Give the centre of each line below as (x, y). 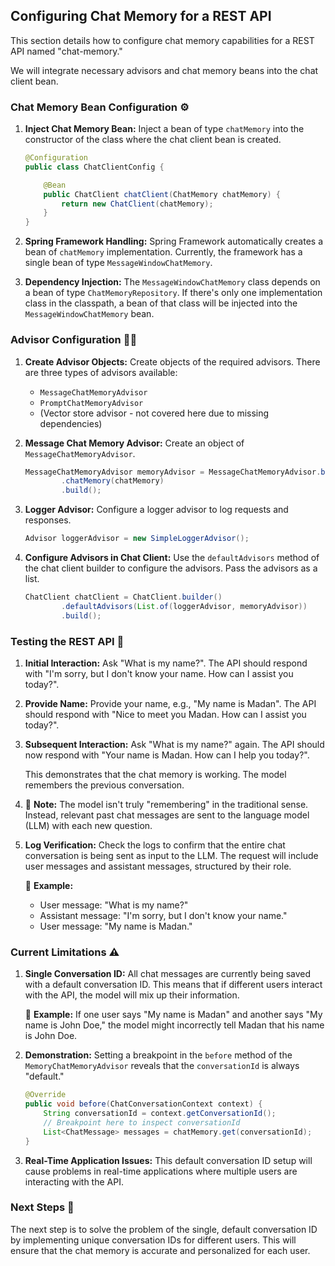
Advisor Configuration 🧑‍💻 (74, 340)
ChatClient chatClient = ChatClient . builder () (123, 597)
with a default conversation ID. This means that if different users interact (173, 985)
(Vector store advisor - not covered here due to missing (154, 413)
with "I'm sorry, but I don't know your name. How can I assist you (159, 673)
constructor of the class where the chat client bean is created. (153, 140)
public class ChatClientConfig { (94, 167)
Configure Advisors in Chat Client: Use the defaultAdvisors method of (172, 558)
